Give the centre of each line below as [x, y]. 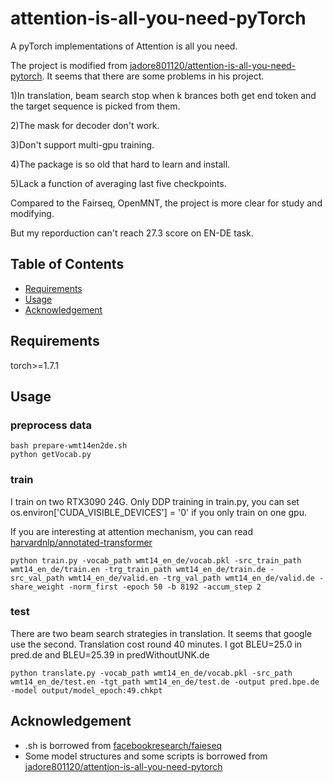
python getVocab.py [51, 455]
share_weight [37, 587]
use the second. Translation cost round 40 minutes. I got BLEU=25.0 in [156, 644]
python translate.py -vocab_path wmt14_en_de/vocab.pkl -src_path [151, 673]
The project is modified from [69, 65]
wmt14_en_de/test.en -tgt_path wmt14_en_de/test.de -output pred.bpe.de [165, 682]
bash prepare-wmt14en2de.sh [69, 446]
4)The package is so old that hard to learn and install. [120, 164]
